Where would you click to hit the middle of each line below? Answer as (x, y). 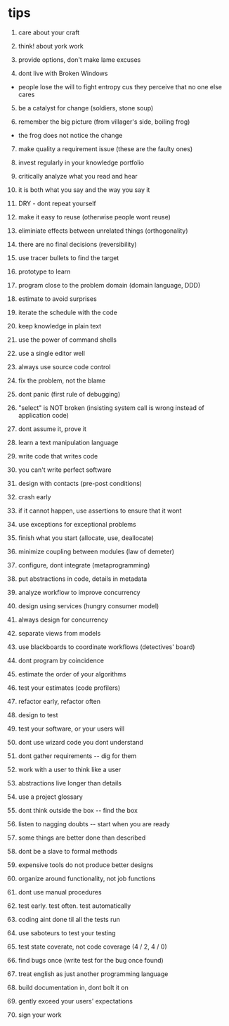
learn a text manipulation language (68, 442)
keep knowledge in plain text (60, 326)
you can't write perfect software (65, 470)
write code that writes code (58, 456)
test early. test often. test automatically (74, 906)
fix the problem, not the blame (62, 380)
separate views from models (59, 633)
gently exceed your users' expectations (75, 1001)
